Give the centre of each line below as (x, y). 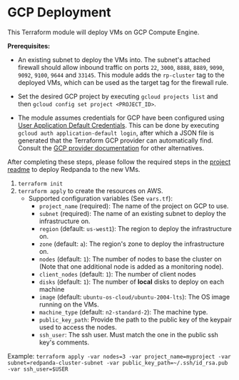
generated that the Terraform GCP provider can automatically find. (115, 140)
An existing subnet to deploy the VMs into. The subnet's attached (114, 60)
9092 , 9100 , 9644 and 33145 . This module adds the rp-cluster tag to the (121, 75)
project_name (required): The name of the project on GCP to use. (134, 206)
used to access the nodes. (78, 327)
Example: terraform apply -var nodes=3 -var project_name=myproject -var (119, 356)
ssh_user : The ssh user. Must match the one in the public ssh (129, 334)
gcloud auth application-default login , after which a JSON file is (116, 133)
